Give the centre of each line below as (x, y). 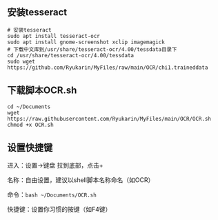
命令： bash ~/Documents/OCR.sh (52, 194)
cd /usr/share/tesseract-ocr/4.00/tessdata (71, 55)
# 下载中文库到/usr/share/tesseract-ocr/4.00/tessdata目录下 (92, 49)
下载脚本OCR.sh (42, 91)
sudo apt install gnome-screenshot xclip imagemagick (86, 42)
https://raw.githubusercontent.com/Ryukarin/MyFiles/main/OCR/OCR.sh (109, 119)
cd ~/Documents (29, 107)
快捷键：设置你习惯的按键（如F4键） (59, 210)
